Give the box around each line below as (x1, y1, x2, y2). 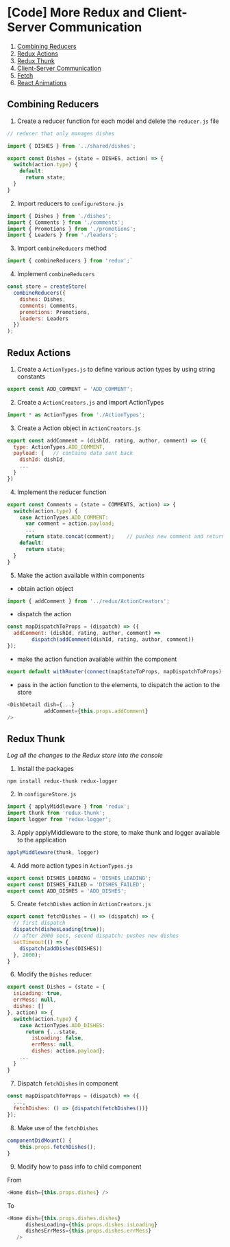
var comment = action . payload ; (25, 520, 115, 527)
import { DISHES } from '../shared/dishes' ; (7, 142, 136, 149)
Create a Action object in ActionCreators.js (16, 424, 142, 432)
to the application (16, 835, 66, 844)
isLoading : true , (13, 990, 63, 997)
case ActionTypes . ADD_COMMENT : (19, 514, 109, 521)
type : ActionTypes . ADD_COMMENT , (13, 443, 106, 451)
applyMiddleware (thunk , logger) (7, 849, 99, 856)
